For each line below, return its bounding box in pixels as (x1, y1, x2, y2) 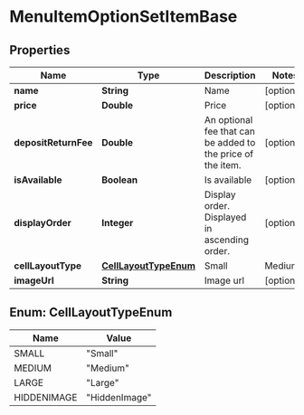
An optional (204, 114, 253, 126)
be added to (204, 137, 256, 148)
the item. (204, 159, 242, 171)
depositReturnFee (14, 137, 93, 148)
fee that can (204, 125, 256, 137)
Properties (9, 42, 71, 58)
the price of (204, 147, 254, 160)
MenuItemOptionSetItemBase (9, 6, 238, 27)
